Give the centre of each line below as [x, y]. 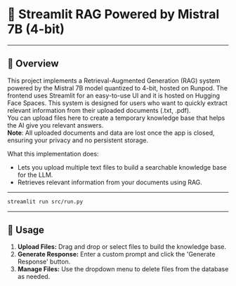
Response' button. [44, 261]
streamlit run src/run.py [45, 202]
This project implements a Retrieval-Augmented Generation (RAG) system [114, 81]
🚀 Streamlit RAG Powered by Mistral [113, 14]
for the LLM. [35, 175]
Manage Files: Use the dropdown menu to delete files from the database [123, 269]
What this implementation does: [53, 154]
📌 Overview [33, 63]
